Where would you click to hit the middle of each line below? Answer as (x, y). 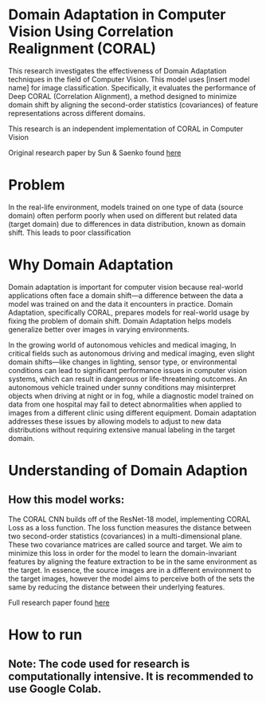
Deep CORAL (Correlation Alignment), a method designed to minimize (123, 96)
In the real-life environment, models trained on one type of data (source (126, 207)
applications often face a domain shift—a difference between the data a (126, 295)
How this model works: (66, 500)
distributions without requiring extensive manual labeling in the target (122, 430)
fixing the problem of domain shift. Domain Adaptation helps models (120, 320)
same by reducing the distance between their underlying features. (117, 587)
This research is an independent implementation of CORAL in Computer (126, 129)
